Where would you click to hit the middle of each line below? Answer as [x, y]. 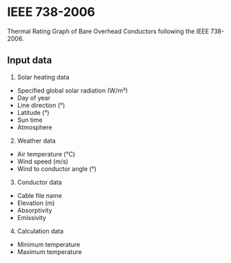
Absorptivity [34, 210]
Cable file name [39, 195]
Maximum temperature [49, 252]
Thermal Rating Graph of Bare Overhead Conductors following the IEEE [108, 31]
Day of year [33, 98]
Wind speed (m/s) [43, 161]
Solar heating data [43, 77]
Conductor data [39, 182]
